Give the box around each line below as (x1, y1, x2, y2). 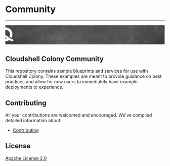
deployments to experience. (5, 84, 64, 90)
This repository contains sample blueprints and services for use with (5, 68, 148, 74)
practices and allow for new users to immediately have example (5, 79, 138, 85)
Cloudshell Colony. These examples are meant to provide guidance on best (5, 73, 162, 79)
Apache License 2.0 (5, 155, 47, 161)
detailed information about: (5, 118, 62, 124)
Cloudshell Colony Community (5, 54, 104, 63)
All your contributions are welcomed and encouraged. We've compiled (5, 112, 152, 118)
